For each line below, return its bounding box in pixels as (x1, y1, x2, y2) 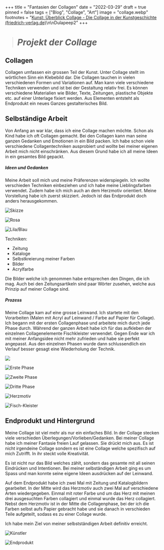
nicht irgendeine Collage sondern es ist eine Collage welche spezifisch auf (5, 445, 156, 451)
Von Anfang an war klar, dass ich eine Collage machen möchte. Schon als (5, 127, 154, 134)
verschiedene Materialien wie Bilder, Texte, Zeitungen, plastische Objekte (5, 90, 153, 96)
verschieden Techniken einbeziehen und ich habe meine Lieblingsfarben (5, 182, 152, 188)
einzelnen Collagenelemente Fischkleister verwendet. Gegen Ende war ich (5, 330, 155, 336)
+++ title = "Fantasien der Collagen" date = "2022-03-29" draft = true (5, 4, 147, 10)
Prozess (5, 297, 22, 303)
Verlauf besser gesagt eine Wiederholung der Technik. (5, 346, 116, 352)
